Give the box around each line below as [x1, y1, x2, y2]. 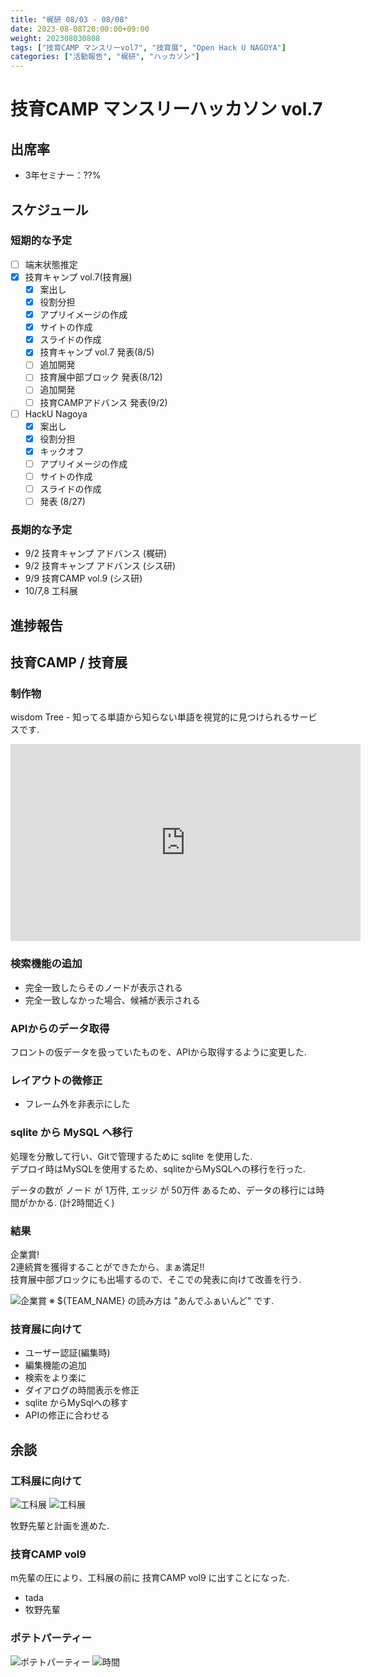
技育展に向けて [10, 1322, 83, 1336]
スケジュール [10, 201, 89, 218]
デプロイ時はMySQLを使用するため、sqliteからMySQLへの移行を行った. [10, 1162, 306, 1175]
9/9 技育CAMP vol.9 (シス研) [24, 572, 143, 585]
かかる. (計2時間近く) [27, 1196, 115, 1208]
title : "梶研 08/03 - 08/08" [10, 14, 129, 25]
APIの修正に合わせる [24, 1409, 110, 1421]
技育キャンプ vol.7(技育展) [24, 271, 133, 283]
